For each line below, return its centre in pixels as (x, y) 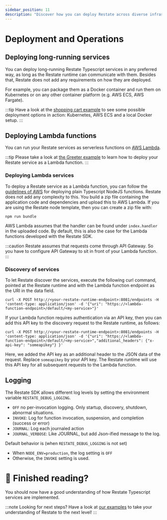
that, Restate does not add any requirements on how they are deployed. (79, 79)
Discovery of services (32, 269)
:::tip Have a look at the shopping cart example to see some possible (75, 109)
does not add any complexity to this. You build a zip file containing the (77, 197)
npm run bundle (21, 217)
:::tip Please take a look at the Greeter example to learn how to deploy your (82, 157)
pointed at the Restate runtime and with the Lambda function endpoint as (80, 285)
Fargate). (14, 100)
